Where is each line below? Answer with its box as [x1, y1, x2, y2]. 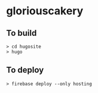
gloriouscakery [6, 4, 84, 18]
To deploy [6, 65, 44, 75]
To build [6, 28, 37, 38]
